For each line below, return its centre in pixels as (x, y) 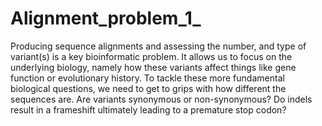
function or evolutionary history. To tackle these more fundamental (147, 78)
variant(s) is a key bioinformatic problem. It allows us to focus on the (151, 56)
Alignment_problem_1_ (106, 18)
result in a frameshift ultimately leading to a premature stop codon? (148, 109)
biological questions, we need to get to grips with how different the (148, 88)
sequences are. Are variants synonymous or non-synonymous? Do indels (161, 99)
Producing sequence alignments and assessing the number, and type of (158, 46)
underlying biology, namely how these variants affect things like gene (153, 67)
